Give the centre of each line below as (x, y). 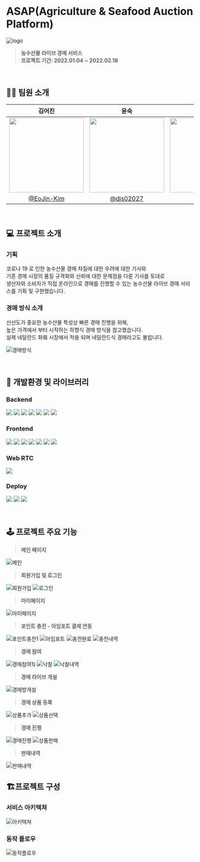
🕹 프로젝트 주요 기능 (42, 532)
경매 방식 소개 (25, 308)
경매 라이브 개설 (39, 677)
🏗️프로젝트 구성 (33, 786)
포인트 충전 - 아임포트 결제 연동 (56, 626)
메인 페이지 (33, 550)
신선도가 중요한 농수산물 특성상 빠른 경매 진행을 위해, (67, 322)
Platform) (30, 24)
